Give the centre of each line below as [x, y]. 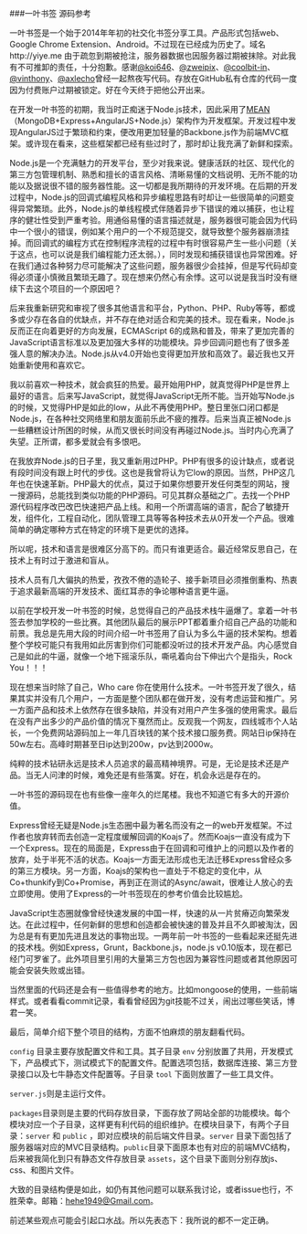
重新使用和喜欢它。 [53, 365]
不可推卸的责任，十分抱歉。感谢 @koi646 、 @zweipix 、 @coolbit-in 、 [146, 67]
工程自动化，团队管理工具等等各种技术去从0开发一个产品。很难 [176, 518]
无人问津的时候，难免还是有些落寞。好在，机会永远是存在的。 [149, 775]
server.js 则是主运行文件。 [60, 1093]
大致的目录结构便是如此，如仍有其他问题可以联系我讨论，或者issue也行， [148, 1189]
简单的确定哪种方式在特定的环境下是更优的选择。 [101, 529]
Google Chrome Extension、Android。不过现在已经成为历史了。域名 [138, 44]
